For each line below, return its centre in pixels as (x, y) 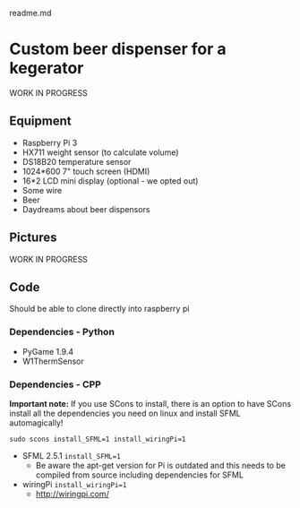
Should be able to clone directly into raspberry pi (99, 309)
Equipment (40, 121)
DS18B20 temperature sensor (77, 161)
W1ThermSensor (53, 361)
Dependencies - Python (62, 332)
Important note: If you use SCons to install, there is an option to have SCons (150, 403)
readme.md (30, 13)
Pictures (33, 238)
